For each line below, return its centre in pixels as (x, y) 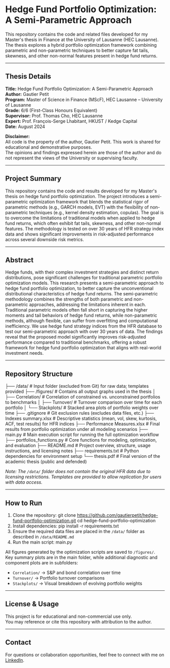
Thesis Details (28, 76)
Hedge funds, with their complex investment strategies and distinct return (82, 272)
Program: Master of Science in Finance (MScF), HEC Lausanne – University (84, 99)
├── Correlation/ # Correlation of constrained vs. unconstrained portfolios (83, 397)
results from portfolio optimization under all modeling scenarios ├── (77, 429)
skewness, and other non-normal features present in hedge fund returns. (81, 56)
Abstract (19, 260)
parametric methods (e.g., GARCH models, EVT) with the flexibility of (77, 207)
